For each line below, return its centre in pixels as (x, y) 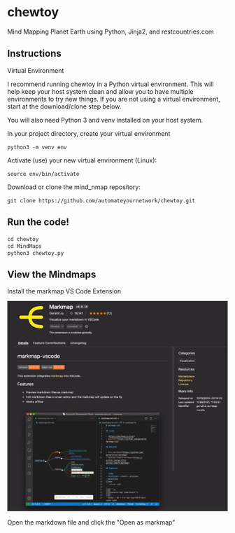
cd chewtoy (23, 239)
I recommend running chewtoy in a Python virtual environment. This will (111, 84)
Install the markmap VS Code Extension (64, 291)
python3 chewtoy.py (36, 253)
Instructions (34, 54)
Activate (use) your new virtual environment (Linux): (82, 160)
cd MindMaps (24, 246)
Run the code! (38, 222)
